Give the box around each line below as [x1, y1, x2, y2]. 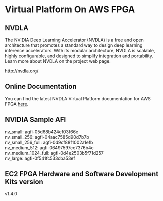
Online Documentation [5, 82, 77, 91]
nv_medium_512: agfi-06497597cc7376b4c [5, 144, 94, 151]
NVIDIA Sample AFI [5, 115, 66, 124]
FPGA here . [5, 101, 29, 107]
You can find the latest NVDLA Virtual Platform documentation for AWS [5, 95, 151, 101]
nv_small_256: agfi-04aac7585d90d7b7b [5, 134, 90, 140]
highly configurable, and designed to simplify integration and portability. [5, 53, 154, 59]
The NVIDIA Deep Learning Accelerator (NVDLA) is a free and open [5, 37, 144, 43]
